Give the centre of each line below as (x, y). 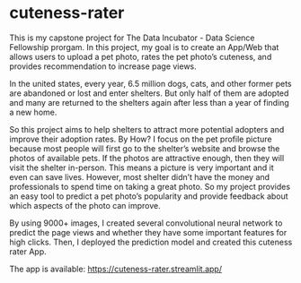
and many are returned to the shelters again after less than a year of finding (149, 102)
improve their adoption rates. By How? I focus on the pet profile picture (141, 139)
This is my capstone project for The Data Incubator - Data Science (132, 38)
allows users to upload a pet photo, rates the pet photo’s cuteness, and (141, 56)
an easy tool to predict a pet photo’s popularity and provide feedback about (149, 196)
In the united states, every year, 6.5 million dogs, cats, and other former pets (150, 83)
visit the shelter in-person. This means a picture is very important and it (142, 167)
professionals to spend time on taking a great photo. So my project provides (150, 186)
